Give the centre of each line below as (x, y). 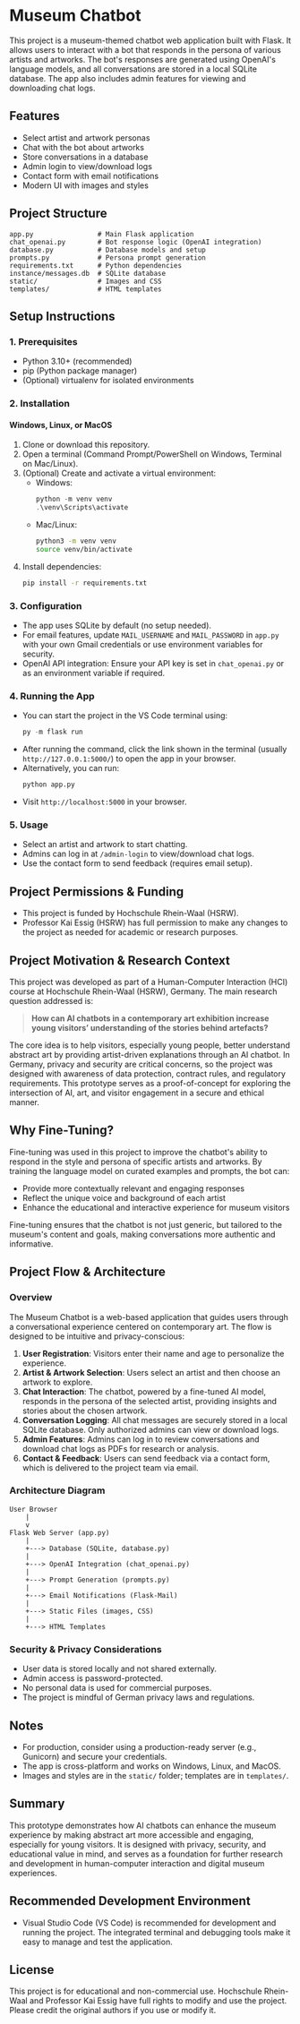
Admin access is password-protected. (93, 1678)
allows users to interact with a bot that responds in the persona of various (146, 49)
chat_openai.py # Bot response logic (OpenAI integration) (136, 242)
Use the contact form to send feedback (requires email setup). (137, 863)
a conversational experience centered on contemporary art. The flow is (141, 1326)
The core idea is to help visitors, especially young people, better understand (150, 1045)
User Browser (34, 1509)
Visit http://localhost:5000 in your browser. (104, 802)
